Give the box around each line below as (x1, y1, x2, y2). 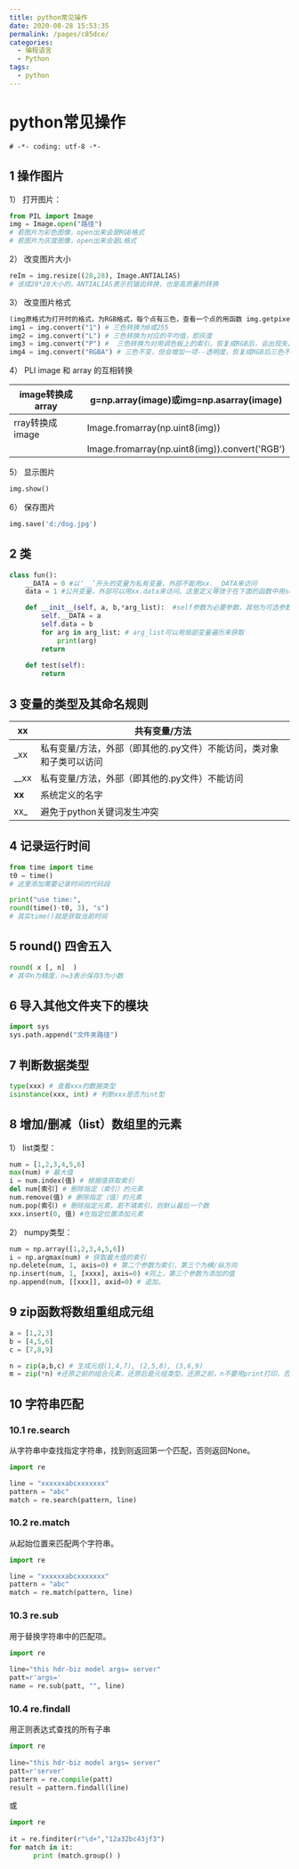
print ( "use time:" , (9, 896, 82, 905)
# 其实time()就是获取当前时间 (9, 912, 109, 922)
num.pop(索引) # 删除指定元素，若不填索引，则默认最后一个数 (9, 1201, 210, 1210)
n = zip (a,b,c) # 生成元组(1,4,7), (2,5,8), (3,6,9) (9, 1361, 204, 1370)
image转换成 (19, 388, 73, 401)
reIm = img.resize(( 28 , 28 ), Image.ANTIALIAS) (9, 272, 181, 280)
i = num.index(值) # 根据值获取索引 (9, 1176, 135, 1185)
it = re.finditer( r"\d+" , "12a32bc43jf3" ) (9, 1835, 166, 1844)
